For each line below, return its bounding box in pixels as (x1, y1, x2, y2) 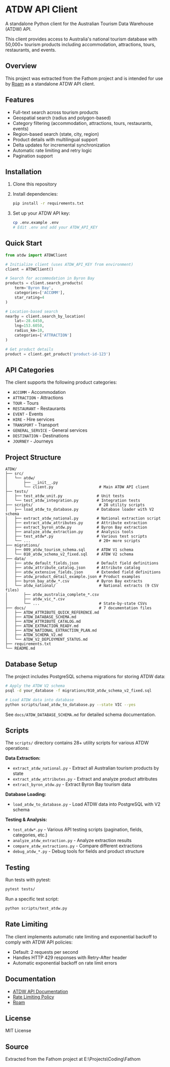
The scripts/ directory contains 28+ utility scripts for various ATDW (5, 740, 149, 746)
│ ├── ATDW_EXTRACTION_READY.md (5, 623, 79, 629)
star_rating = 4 (14, 295, 44, 300)
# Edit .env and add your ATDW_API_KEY (12, 225, 98, 230)
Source (5, 1042, 29, 1051)
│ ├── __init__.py (5, 480, 58, 485)
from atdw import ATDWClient (5, 253, 67, 258)
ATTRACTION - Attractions (12, 394, 64, 401)
